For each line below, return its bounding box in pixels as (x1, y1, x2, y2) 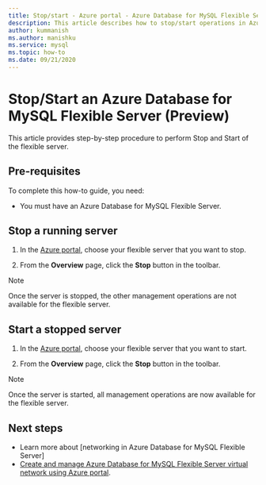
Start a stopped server (8, 322, 122, 336)
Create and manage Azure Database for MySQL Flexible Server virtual (19, 460, 249, 469)
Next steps (8, 421, 63, 435)
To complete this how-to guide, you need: (8, 186, 145, 195)
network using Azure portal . (19, 468, 111, 477)
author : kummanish (8, 26, 69, 34)
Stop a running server (8, 224, 118, 238)
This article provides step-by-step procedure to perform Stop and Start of (8, 133, 249, 143)
